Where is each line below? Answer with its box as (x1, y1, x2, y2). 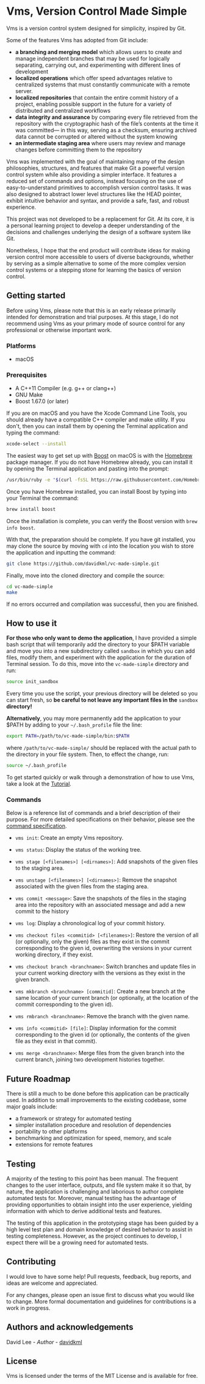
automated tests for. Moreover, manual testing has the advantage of (6, 1194, 177, 1201)
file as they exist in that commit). (15, 1037, 98, 1045)
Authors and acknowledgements (6, 1322, 134, 1333)
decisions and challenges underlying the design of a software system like (6, 228, 191, 235)
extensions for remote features (15, 1141, 93, 1148)
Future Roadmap (6, 1073, 71, 1084)
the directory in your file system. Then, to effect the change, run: (6, 751, 169, 758)
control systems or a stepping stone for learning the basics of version (6, 266, 181, 273)
